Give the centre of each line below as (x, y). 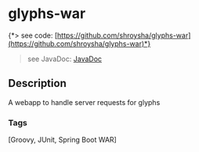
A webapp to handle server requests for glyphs (84, 102)
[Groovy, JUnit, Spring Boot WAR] (63, 140)
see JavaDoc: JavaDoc (65, 59)
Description (37, 83)
